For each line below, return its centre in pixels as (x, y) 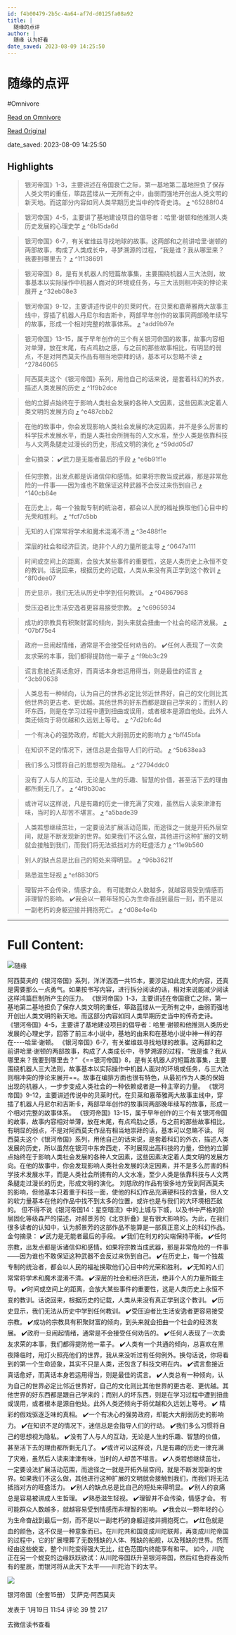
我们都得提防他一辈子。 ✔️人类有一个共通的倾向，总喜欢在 (134, 1344)
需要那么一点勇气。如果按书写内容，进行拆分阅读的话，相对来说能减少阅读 (121, 989)
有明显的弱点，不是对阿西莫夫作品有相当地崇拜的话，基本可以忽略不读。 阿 (116, 1130)
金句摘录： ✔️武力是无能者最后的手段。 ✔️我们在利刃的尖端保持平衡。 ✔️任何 (117, 1236)
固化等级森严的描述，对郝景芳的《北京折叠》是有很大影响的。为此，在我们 (121, 1218)
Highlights (31, 167)
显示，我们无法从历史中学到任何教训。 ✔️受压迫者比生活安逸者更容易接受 (118, 1311)
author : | (22, 33)
